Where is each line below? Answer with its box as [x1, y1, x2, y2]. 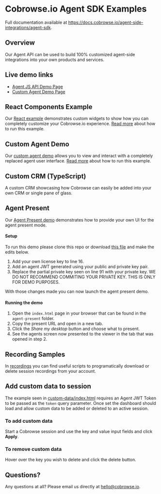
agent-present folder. [12, 316, 55, 321]
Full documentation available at [5, 19, 67, 25]
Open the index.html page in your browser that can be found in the [12, 310, 146, 316]
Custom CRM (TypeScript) [5, 172, 86, 180]
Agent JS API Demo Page [12, 83, 63, 89]
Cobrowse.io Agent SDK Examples [5, 3, 147, 15]
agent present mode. [5, 222, 47, 228]
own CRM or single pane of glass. [5, 190, 73, 196]
